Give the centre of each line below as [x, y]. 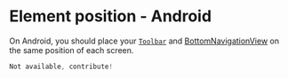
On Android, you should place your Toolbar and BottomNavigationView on [144, 41]
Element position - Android [110, 16]
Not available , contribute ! [61, 66]
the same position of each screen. [72, 50]
